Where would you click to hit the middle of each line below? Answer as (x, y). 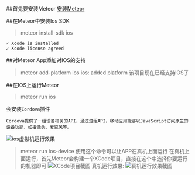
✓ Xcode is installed (32, 43)
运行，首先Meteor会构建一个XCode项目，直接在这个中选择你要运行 (107, 159)
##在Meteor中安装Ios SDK (38, 21)
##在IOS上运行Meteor (33, 85)
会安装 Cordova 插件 (28, 109)
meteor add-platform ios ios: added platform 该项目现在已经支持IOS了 (105, 73)
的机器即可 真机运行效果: (72, 166)
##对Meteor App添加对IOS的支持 (46, 60)
